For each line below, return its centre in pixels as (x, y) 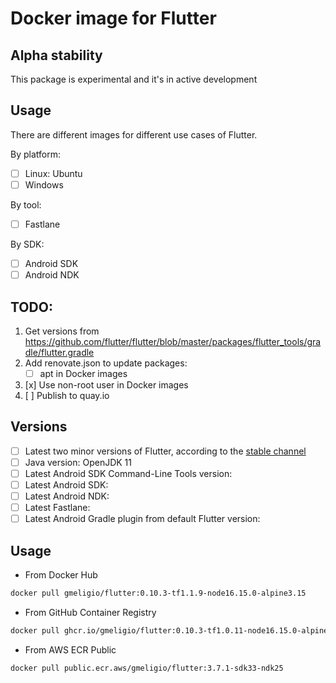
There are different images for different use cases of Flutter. (134, 134)
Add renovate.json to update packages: (106, 363)
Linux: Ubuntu (53, 173)
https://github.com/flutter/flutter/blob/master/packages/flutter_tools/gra (173, 341)
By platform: (35, 154)
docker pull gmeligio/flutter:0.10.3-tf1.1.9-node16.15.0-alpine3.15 (158, 593)
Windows (44, 184)
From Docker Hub (61, 575)
